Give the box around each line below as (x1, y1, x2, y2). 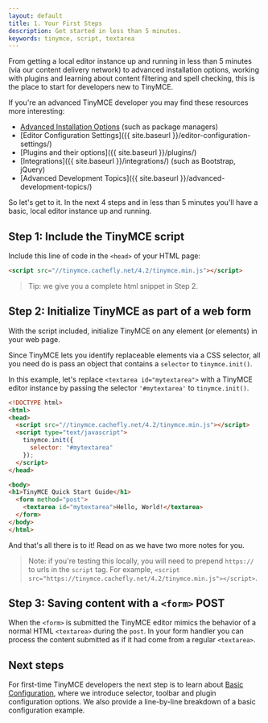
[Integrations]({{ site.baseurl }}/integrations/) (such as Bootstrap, (19, 157, 236, 166)
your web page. (8, 334, 60, 344)
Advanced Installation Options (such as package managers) (19, 122, 219, 132)
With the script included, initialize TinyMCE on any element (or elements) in (8, 326, 258, 336)
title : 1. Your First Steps (8, 19, 103, 27)
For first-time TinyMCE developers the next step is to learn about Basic (8, 679, 244, 690)
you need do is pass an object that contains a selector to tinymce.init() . (8, 358, 253, 368)
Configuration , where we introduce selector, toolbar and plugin (8, 688, 216, 698)
